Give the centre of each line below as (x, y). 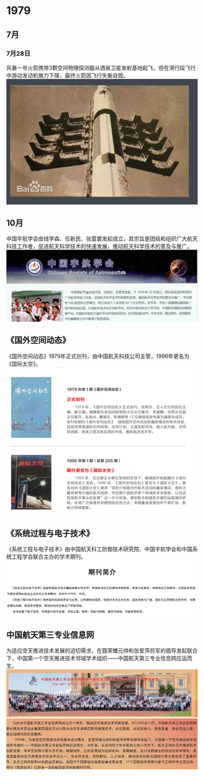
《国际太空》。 (24, 363)
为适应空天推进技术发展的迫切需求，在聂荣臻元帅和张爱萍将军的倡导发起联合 (102, 651)
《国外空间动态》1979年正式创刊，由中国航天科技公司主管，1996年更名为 (98, 356)
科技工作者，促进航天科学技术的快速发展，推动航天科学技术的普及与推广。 (99, 246)
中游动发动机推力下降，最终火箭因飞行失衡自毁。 (67, 75)
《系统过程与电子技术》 (50, 533)
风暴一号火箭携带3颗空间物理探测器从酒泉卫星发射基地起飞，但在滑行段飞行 (101, 68)
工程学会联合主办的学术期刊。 (49, 557)
